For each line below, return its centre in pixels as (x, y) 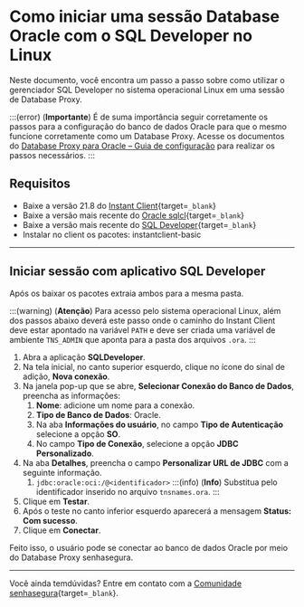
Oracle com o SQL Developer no (131, 36)
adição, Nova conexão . (66, 376)
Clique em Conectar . (62, 530)
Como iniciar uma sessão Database (145, 17)
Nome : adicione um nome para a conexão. (115, 405)
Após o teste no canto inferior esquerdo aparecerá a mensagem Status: (157, 511)
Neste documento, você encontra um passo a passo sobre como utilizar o (147, 80)
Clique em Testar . (56, 501)
